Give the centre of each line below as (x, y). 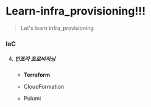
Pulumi (32, 98)
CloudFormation (44, 86)
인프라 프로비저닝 (35, 59)
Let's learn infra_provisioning (57, 28)
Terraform (37, 75)
